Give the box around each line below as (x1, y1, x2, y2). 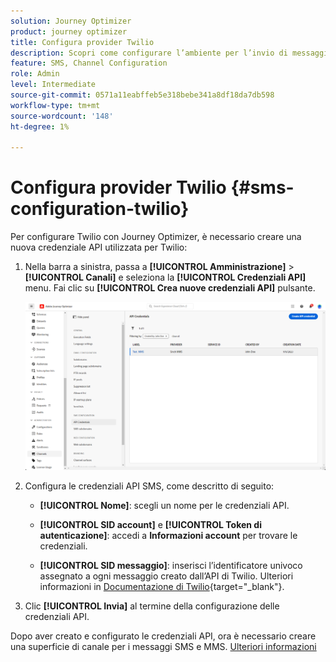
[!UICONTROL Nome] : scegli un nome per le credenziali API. (39, 499, 290, 511)
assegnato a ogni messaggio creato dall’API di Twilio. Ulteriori (39, 570, 294, 582)
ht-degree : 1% (10, 121, 70, 132)
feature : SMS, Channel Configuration (10, 58, 168, 69)
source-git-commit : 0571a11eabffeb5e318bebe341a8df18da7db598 (10, 90, 275, 100)
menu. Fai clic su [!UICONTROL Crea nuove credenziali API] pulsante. (24, 282, 316, 294)
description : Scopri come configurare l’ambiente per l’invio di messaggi (10, 48, 329, 58)
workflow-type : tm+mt (10, 100, 101, 110)
